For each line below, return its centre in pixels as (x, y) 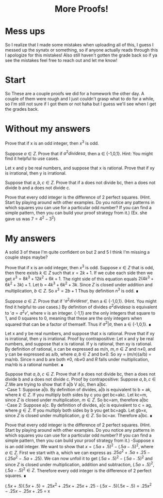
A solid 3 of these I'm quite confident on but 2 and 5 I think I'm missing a (77, 252)
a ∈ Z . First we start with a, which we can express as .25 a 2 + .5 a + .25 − (78, 452)
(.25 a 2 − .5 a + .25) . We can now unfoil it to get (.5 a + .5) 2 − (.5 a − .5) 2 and (79, 458)
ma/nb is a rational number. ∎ (34, 365)
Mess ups (25, 31)
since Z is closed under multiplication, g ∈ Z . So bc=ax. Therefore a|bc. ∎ (79, 416)
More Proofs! (81, 9)
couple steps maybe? (26, 257)
